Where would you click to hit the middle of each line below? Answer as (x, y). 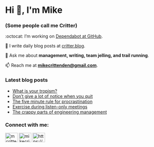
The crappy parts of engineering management (60, 112)
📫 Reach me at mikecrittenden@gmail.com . (52, 65)
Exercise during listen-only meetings (50, 106)
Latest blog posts (27, 80)
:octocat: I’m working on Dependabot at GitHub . (54, 36)
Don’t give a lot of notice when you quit (52, 96)
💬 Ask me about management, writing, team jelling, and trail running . (77, 55)
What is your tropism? (35, 91)
